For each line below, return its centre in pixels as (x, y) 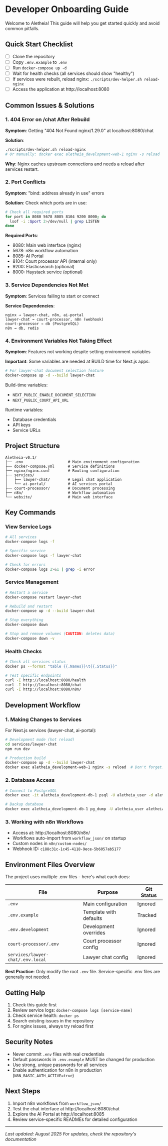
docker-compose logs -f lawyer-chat (43, 555)
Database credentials (34, 419)
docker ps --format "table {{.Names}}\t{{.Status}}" (61, 666)
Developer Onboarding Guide (67, 9)
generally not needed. (28, 977)
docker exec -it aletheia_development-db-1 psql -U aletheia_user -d (79, 795)
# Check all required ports (34, 212)
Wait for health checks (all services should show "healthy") (73, 73)
